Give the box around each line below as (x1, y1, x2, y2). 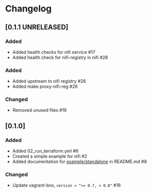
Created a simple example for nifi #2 (12, 153, 87, 160)
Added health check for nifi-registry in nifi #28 (12, 54, 108, 60)
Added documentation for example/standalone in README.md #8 (12, 159, 147, 165)
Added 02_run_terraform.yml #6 (12, 148, 79, 154)
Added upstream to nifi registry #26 (12, 78, 86, 84)
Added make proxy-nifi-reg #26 (12, 83, 78, 90)
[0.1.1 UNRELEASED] (5, 23, 69, 31)
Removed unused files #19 (12, 107, 67, 113)
